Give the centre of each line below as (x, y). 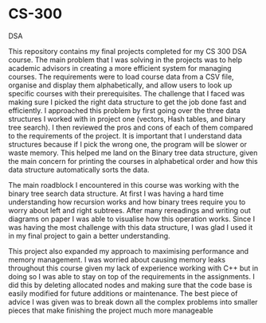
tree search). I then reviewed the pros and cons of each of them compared (131, 127)
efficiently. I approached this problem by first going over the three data (124, 110)
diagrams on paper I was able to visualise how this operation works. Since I (132, 219)
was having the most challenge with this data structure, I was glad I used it (131, 227)
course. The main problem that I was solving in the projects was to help (125, 60)
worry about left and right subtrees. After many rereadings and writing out (129, 210)
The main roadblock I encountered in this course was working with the (124, 185)
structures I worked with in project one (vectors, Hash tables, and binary (127, 119)
